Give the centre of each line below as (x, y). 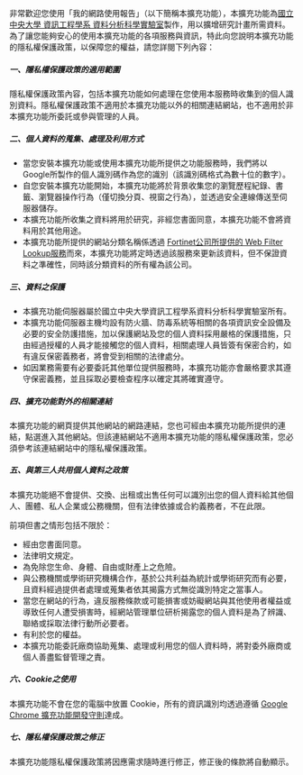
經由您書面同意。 (54, 544)
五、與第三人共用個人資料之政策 (69, 470)
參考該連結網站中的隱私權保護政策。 (84, 448)
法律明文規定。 (50, 555)
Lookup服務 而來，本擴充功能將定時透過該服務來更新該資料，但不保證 (151, 253)
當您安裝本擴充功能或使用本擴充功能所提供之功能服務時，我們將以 (145, 163)
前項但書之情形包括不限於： (61, 524)
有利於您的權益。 (54, 634)
